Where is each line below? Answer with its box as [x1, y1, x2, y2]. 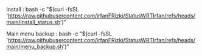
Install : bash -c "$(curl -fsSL [6, 6, 79, 13]
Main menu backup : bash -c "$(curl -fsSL [6, 30, 113, 37]
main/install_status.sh [6, 19, 61, 25]
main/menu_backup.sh [6, 43, 63, 50]
